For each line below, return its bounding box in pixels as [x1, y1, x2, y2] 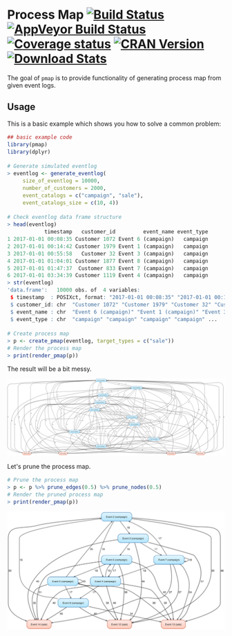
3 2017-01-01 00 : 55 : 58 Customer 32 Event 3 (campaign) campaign [7, 250, 209, 257]
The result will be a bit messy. [7, 365, 92, 373]
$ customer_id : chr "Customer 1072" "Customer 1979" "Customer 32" [10, 301, 212, 308]
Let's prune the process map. [7, 463, 91, 471]
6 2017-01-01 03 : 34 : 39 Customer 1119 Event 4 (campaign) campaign [7, 272, 209, 279]
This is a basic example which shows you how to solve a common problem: [7, 119, 221, 128]
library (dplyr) [7, 148, 51, 155]
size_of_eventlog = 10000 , [22, 177, 100, 184]
